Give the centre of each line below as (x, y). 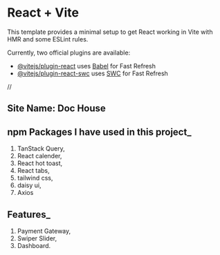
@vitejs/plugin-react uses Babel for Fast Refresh (86, 66)
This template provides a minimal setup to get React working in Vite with (110, 32)
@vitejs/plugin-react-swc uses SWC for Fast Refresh (92, 73)
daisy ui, (29, 185)
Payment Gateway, (44, 231)
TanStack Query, (41, 149)
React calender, (39, 156)
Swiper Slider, (37, 238)
